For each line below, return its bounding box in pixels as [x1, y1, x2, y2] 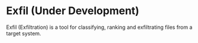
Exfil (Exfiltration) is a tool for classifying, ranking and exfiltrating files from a [6, 24, 193, 31]
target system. [6, 29, 41, 37]
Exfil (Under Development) [6, 4, 139, 18]
